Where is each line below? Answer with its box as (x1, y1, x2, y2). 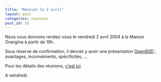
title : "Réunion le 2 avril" (5, 7, 64, 12)
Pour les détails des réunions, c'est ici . (5, 63, 82, 69)
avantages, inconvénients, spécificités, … (5, 54, 88, 60)
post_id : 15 (5, 20, 29, 26)
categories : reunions (5, 16, 49, 21)
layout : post (5, 12, 32, 16)
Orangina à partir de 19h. (5, 39, 55, 45)
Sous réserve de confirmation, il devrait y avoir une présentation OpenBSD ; (5, 49, 157, 54)
